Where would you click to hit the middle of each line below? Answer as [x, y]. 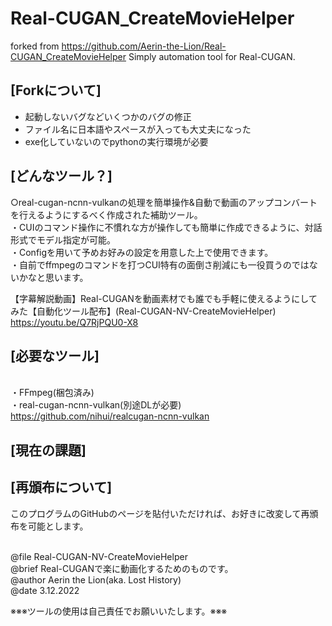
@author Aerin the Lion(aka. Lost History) [96, 579]
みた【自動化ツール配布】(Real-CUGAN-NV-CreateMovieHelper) [143, 311]
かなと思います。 [53, 277]
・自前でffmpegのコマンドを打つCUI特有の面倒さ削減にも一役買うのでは [160, 264]
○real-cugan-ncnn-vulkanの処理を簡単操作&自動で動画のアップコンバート [164, 202]
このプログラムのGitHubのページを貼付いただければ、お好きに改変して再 [160, 513]
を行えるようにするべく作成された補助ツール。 [106, 214]
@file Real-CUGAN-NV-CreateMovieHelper [99, 556]
